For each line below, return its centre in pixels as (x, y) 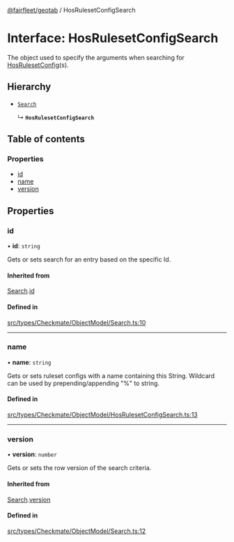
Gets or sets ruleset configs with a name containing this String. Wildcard (111, 375)
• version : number (32, 454)
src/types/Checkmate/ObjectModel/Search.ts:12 (77, 531)
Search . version (29, 499)
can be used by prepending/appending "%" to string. (84, 383)
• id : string (24, 246)
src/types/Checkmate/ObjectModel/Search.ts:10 (77, 322)
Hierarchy (29, 87)
